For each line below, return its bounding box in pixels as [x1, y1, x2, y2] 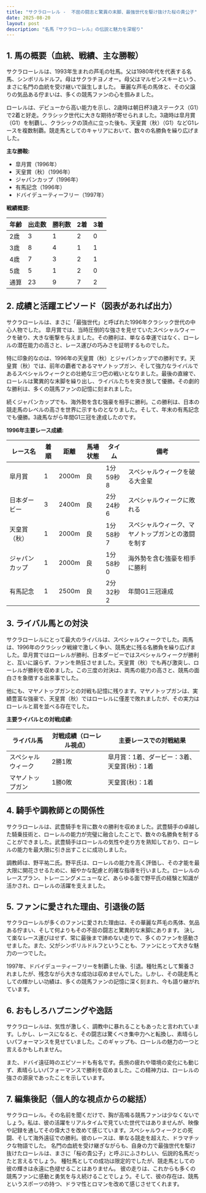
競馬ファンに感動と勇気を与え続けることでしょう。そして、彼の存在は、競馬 [6, 1172, 199, 1180]
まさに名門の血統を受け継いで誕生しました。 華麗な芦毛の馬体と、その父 [6, 83, 190, 91]
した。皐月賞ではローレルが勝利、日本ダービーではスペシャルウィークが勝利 [6, 651, 199, 658]
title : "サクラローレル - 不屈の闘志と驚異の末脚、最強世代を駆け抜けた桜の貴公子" [6, 9, 197, 15]
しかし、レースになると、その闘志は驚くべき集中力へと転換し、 [16, 1030, 177, 1038]
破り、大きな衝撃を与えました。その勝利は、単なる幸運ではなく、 [17, 334, 184, 341]
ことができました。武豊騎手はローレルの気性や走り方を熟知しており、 [6, 838, 183, 845]
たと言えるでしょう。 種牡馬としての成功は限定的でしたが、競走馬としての [6, 1157, 195, 1164]
